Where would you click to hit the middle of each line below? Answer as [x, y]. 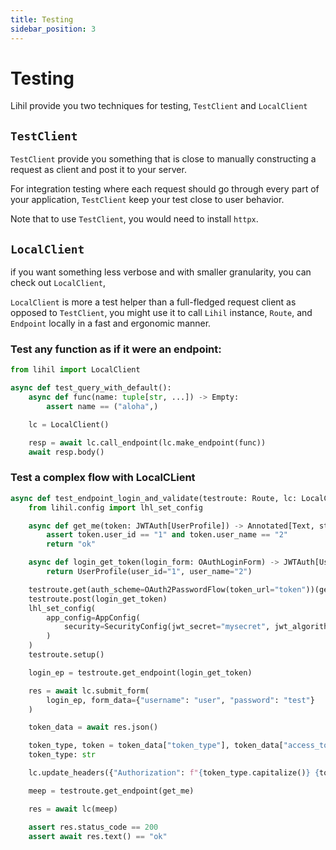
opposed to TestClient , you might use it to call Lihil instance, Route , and [161, 313]
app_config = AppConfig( [93, 617]
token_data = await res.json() [93, 727]
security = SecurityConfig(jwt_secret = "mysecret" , [167, 627]
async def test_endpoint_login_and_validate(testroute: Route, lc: [154, 498]
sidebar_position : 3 [53, 29]
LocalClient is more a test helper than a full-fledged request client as [153, 302]
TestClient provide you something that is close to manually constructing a [163, 159]
